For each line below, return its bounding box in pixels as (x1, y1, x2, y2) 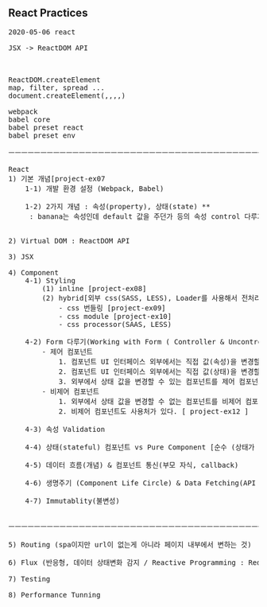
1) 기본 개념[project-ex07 (8, 174, 106, 183)
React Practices (8, 6, 88, 20)
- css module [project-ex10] (58, 312, 172, 321)
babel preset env (8, 130, 75, 140)
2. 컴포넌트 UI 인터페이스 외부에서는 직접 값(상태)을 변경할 (58, 367, 261, 376)
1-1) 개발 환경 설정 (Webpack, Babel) (25, 184, 164, 193)
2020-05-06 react (8, 27, 75, 37)
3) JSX (8, 252, 34, 261)
